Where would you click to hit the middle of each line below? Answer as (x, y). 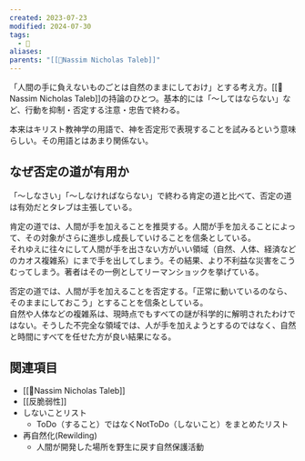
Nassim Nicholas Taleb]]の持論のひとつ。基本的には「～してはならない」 (146, 98)
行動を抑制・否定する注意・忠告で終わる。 (105, 110)
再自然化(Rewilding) (60, 435)
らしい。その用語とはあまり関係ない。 (81, 140)
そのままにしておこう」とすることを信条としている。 (109, 302)
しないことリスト (55, 412)
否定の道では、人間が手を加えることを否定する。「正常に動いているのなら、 (151, 291)
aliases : (26, 52)
